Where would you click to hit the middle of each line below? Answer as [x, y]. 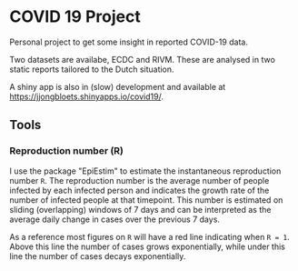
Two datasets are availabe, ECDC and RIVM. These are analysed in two [142, 59]
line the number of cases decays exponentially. [98, 256]
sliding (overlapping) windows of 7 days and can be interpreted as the [140, 209]
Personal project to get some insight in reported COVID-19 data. [129, 42]
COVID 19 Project [75, 17]
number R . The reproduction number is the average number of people [139, 180]
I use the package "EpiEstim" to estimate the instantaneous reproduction [145, 171]
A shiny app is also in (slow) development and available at [118, 86]
